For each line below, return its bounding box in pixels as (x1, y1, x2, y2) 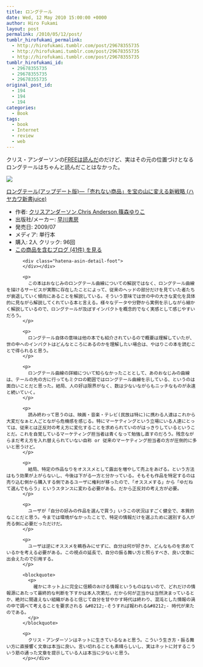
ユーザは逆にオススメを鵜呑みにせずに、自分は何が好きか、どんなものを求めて (28, 543, 195, 549)
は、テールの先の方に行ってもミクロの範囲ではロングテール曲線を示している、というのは (6, 376, 195, 382)
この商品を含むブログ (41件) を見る (15, 246, 102, 253)
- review (12, 133, 34, 139)
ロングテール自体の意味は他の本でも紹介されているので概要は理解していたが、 (28, 334, 195, 341)
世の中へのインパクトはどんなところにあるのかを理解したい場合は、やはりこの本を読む (6, 341, 191, 347)
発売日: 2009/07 (15, 223, 56, 230)
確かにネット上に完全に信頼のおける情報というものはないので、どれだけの (33, 583, 191, 589)
